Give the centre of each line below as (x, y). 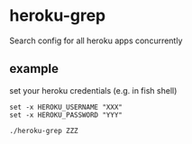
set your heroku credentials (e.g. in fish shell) (93, 90)
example (34, 69)
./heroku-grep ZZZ (44, 130)
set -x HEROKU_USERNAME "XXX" (66, 107)
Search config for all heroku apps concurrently (96, 40)
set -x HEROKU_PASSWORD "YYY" (66, 115)
